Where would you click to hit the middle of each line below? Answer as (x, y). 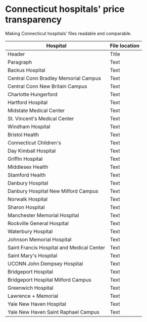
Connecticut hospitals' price (65, 9)
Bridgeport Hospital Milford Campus (49, 280)
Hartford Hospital (28, 102)
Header (16, 54)
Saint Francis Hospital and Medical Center (56, 248)
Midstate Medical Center (36, 110)
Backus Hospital (26, 70)
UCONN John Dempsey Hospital (45, 263)
